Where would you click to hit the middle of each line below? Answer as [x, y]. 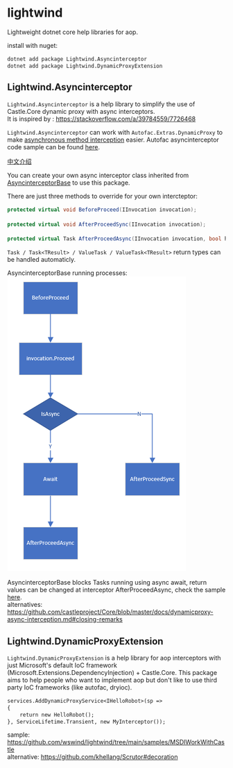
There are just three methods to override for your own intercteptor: [102, 196]
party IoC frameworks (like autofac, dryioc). [70, 687]
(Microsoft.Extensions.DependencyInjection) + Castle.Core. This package [112, 672]
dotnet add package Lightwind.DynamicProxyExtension [85, 66]
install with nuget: [32, 45]
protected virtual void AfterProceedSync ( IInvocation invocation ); [107, 224]
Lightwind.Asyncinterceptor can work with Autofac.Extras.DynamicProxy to [115, 132]
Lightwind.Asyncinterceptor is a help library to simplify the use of [101, 104]
